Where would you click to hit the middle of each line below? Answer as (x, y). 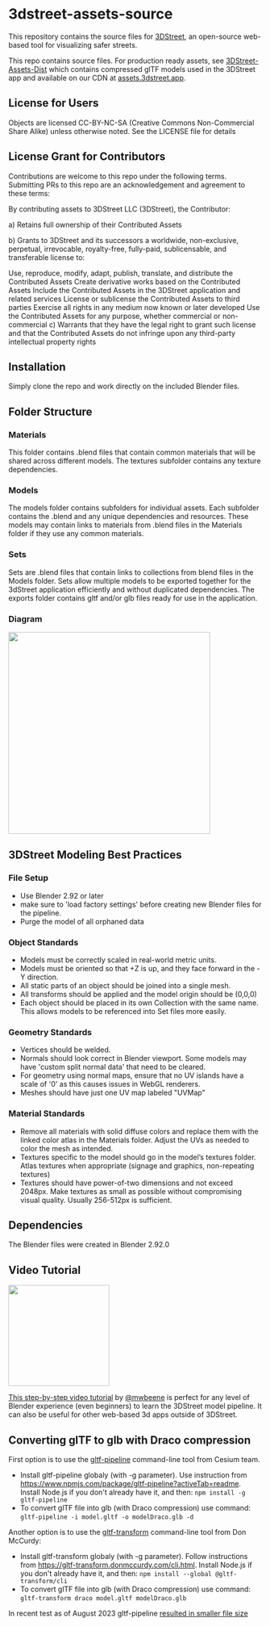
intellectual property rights (52, 342)
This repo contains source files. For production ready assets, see (116, 61)
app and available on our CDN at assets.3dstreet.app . (97, 78)
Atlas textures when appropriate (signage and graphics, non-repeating (137, 1165)
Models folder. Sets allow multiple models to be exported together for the (130, 580)
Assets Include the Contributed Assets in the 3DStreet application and (125, 290)
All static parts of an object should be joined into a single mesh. (125, 985)
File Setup (29, 878)
